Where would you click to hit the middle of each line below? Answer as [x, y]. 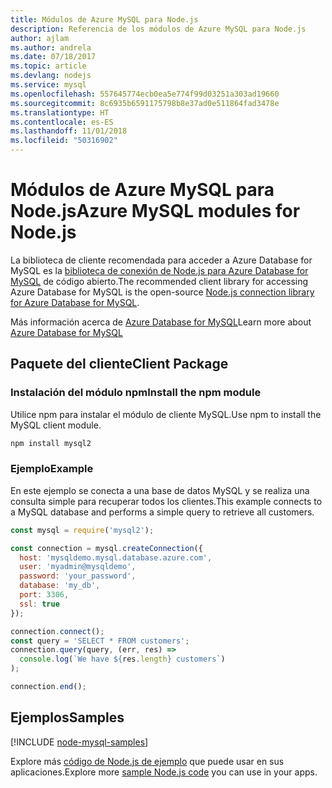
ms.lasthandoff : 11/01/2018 [69, 131]
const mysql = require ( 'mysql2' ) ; [82, 530]
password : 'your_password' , [78, 576]
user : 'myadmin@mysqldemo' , [78, 567]
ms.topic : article [48, 66]
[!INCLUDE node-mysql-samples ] [79, 742]
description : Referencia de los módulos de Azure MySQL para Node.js [158, 29]
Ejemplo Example [52, 469]
